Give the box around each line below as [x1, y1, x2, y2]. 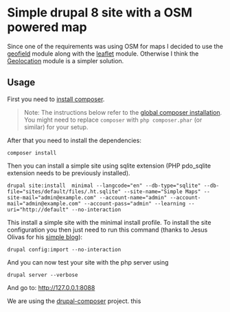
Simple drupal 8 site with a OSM [7, 5, 192, 21]
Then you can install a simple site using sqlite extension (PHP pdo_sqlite [7, 161, 211, 170]
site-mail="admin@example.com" [7, 194, 97, 201]
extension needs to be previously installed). [7, 168, 130, 177]
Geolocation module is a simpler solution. [7, 56, 124, 65]
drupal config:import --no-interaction [7, 246, 122, 253]
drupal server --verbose [7, 271, 78, 278]
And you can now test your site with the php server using [7, 258, 169, 266]
